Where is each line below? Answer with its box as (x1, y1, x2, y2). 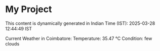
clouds (5, 40, 20, 46)
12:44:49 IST (5, 25, 32, 31)
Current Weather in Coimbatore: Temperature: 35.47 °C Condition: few (5, 35, 152, 41)
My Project (5, 4, 52, 15)
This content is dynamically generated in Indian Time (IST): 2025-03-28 (5, 20, 155, 26)
